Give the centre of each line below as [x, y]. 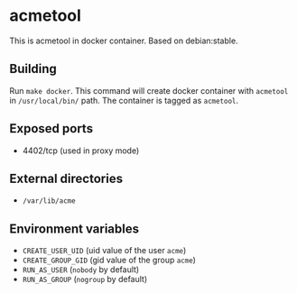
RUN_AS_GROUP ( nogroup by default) [85, 279]
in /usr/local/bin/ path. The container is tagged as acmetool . [124, 100]
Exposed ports [51, 128]
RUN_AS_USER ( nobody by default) [81, 270]
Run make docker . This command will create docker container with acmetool [149, 90]
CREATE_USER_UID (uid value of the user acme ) [104, 251]
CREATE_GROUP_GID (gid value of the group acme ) [109, 260]
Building [33, 69]
